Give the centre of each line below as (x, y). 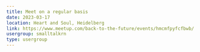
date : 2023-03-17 (28, 17)
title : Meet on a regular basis (47, 12)
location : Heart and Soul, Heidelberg (55, 23)
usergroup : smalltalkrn (36, 34)
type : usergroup (27, 39)
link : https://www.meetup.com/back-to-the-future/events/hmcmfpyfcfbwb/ (100, 28)
